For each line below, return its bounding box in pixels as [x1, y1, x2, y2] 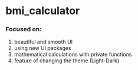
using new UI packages [14, 45, 71, 52]
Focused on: [5, 25, 42, 34]
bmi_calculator [5, 4, 80, 18]
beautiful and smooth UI [14, 38, 73, 45]
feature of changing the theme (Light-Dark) [14, 57, 120, 64]
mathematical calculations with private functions [14, 51, 132, 58]
